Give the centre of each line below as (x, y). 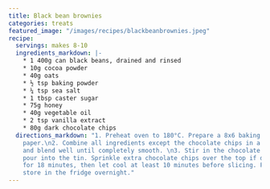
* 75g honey (43, 105)
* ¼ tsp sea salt (52, 90)
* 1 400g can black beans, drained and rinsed (102, 61)
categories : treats (41, 23)
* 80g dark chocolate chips (70, 128)
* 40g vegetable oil (57, 113)
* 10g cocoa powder (55, 68)
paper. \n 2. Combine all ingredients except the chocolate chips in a (142, 143)
